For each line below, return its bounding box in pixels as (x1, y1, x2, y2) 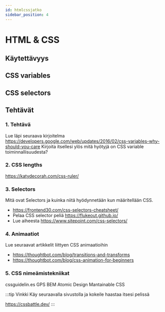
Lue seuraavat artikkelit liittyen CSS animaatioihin (5, 242, 108, 248)
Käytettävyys (5, 54, 49, 63)
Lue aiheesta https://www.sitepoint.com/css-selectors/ (12, 218, 128, 224)
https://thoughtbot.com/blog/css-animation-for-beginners (12, 257, 134, 263)
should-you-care (5, 143, 40, 150)
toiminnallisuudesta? (5, 149, 48, 155)
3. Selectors (5, 186, 36, 193)
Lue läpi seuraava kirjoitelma (5, 132, 65, 138)
